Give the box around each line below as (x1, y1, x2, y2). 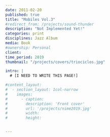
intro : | (5, 68, 24, 74)
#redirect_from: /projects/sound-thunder (5, 21, 94, 27)
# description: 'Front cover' (5, 101, 85, 107)
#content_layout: (5, 82, 42, 88)
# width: (5, 111, 40, 116)
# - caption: (5, 96, 44, 101)
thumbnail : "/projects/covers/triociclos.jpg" (5, 59, 105, 64)
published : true (5, 12, 40, 17)
